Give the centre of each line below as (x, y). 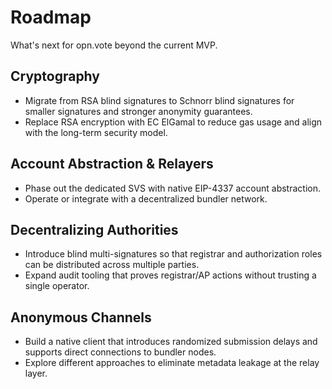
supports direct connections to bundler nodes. (120, 352)
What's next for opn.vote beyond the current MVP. (114, 45)
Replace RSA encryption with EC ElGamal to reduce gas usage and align (173, 122)
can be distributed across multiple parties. (112, 265)
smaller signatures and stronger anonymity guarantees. (138, 111)
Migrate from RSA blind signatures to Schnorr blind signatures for (159, 100)
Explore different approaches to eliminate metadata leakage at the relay (172, 363)
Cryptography (55, 76)
